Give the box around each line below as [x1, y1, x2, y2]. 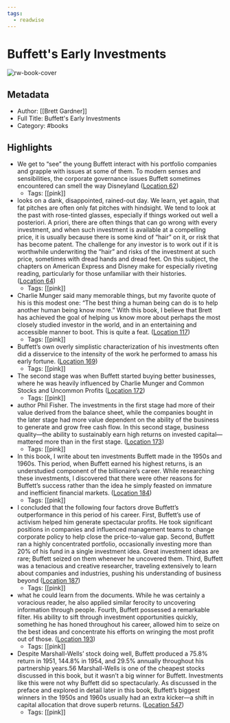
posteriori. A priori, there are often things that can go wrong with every [16, 218, 218, 227]
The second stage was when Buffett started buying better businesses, [16, 372, 216, 380]
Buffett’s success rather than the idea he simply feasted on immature [16, 482, 212, 490]
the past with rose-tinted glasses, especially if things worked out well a [16, 211, 218, 219]
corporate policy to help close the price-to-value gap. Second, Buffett [16, 532, 215, 541]
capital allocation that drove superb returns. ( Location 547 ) [16, 701, 184, 709]
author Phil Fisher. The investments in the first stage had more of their [16, 401, 215, 409]
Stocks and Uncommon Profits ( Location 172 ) [16, 387, 146, 395]
